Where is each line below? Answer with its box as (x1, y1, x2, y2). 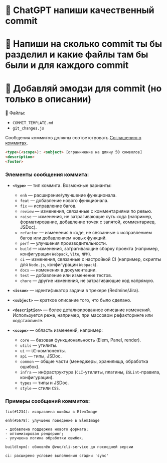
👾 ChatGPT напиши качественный (5, 5, 154, 16)
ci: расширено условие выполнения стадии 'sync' (5, 453, 109, 458)
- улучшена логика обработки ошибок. (5, 435, 84, 440)
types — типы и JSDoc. (20, 380, 69, 386)
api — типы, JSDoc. (20, 353, 62, 359)
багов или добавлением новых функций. (20, 235, 107, 241)
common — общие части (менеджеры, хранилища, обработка (20, 358, 148, 364)
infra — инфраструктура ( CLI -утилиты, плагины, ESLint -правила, (20, 369, 160, 375)
